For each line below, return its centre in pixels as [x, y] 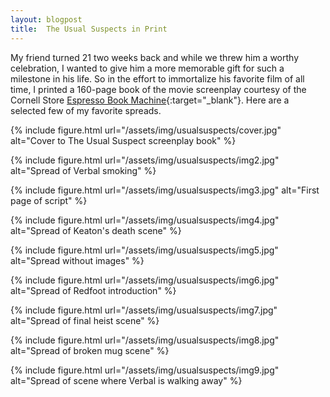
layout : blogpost [46, 19]
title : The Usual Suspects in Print [89, 29]
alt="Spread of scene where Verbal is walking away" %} [126, 380]
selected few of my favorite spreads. [86, 110]
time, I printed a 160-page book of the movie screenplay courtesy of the [158, 89]
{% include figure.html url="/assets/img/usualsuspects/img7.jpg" [144, 310]
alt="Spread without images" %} [77, 260]
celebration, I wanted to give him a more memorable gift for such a [147, 68]
